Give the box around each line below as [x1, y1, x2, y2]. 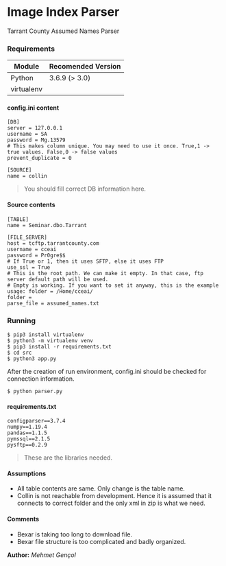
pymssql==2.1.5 [7, 436, 51, 443]
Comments [7, 515, 40, 523]
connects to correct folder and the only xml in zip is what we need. [16, 499, 205, 508]
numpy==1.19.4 [7, 423, 48, 431]
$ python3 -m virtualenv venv [7, 337, 94, 344]
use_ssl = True [7, 263, 51, 271]
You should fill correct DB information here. [23, 185, 146, 193]
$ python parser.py [7, 388, 63, 394]
